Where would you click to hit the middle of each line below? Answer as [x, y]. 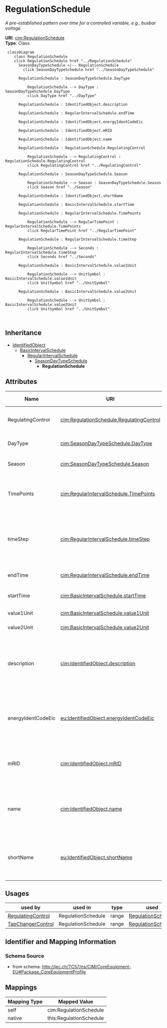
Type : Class [17, 43]
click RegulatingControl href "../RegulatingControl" [84, 165]
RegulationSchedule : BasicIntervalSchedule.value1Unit [77, 265]
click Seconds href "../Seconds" [62, 257]
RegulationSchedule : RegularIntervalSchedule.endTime [76, 113]
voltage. [14, 28]
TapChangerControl [31, 924]
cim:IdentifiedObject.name [91, 809]
